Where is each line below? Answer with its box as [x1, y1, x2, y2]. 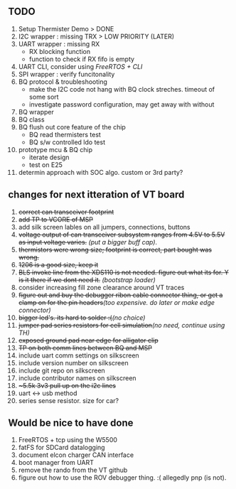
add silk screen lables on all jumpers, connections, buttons [18, 222, 191, 231]
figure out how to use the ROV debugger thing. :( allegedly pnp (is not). [18, 473, 227, 482]
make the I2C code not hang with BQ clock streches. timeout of [28, 85, 215, 93]
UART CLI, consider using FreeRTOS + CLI [18, 62, 143, 70]
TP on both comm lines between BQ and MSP [18, 343, 152, 352]
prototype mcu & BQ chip [18, 145, 93, 154]
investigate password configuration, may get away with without [28, 100, 215, 109]
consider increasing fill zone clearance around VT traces [18, 283, 185, 291]
